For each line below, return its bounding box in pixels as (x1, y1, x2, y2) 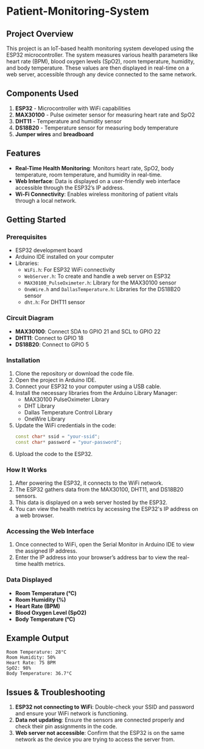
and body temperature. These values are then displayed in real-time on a (6, 64, 189, 71)
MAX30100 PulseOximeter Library (24, 396, 110, 403)
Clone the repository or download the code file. (15, 369, 134, 377)
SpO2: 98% (6, 665, 32, 671)
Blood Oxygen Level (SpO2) (15, 609, 87, 616)
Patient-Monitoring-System (6, 4, 149, 18)
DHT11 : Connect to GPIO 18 (15, 334, 84, 341)
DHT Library (24, 402, 55, 410)
